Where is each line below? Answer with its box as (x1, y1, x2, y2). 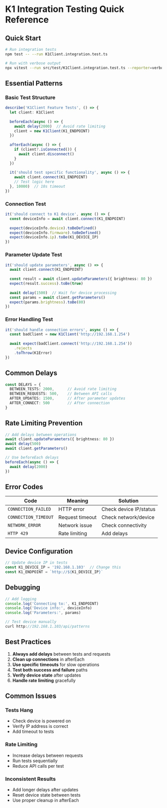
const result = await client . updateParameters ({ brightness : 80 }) (9, 276, 153, 282)
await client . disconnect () (18, 151, 75, 156)
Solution (118, 497, 139, 504)
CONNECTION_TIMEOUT (7, 514, 54, 520)
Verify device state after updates (12, 672, 81, 678)
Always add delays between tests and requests (12, 651, 111, 657)
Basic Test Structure (5, 94, 56, 101)
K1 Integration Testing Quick (5, 3, 124, 15)
